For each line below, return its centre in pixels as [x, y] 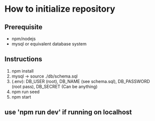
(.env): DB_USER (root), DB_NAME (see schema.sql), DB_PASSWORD [81, 81]
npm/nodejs [24, 39]
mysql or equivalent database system [49, 44]
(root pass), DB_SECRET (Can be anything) [54, 86]
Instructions [23, 59]
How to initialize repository [60, 9]
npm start [21, 97]
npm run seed [26, 92]
